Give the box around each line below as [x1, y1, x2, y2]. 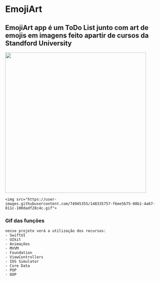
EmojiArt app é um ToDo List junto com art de [5, 23, 149, 32]
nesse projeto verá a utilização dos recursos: [5, 229, 106, 234]
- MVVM [5, 246, 19, 251]
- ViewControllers [5, 255, 43, 260]
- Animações [5, 242, 30, 247]
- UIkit [5, 237, 21, 243]
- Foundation [5, 251, 32, 256]
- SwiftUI [5, 233, 26, 238]
